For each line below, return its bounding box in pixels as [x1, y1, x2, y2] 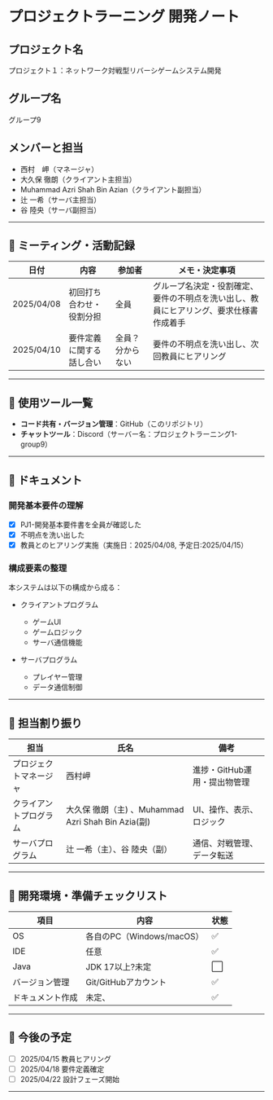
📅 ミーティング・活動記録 [8, 239, 136, 253]
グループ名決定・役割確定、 [153, 280, 258, 292]
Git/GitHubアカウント [85, 977, 167, 988]
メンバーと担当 [8, 141, 84, 155]
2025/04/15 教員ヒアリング [19, 1054, 111, 1063]
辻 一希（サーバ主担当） [19, 195, 102, 205]
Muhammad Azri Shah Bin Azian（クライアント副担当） [19, 184, 206, 194]
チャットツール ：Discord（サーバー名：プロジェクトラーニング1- [19, 429, 238, 439]
